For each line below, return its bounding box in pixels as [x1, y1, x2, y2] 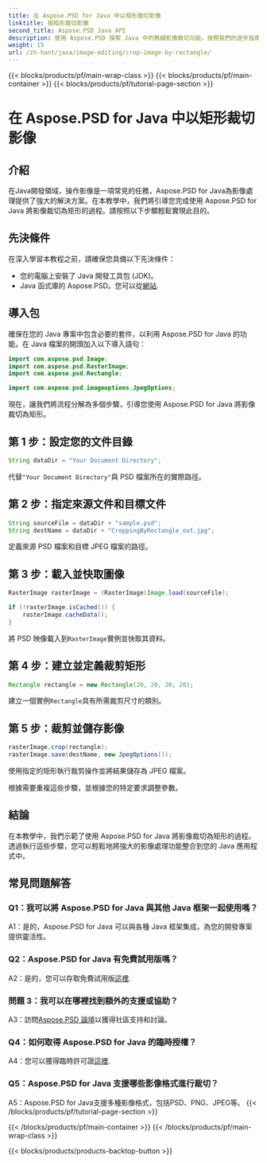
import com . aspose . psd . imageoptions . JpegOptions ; [8, 384, 176, 392]
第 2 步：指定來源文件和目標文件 [8, 498, 167, 511]
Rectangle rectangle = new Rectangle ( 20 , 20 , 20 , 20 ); [8, 681, 194, 689]
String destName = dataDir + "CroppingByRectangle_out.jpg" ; [8, 526, 215, 534]
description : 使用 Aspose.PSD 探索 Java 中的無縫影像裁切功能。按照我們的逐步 [8, 33, 249, 42]
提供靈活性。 [8, 932, 50, 942]
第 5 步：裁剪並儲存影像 [8, 721, 125, 735]
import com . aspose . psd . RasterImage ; [8, 362, 130, 370]
